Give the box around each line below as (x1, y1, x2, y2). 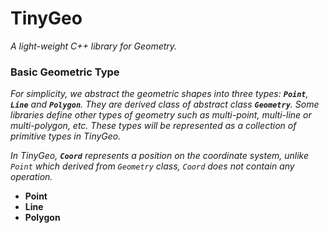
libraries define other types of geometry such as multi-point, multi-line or (10, 109, 312, 121)
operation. (10, 171, 53, 183)
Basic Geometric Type (10, 65, 120, 79)
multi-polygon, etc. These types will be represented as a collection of (10, 120, 297, 132)
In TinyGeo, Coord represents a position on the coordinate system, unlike (10, 150, 309, 162)
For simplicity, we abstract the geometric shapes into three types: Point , (10, 88, 309, 100)
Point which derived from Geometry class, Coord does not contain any (10, 160, 295, 172)
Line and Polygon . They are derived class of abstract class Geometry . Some (10, 98, 320, 111)
